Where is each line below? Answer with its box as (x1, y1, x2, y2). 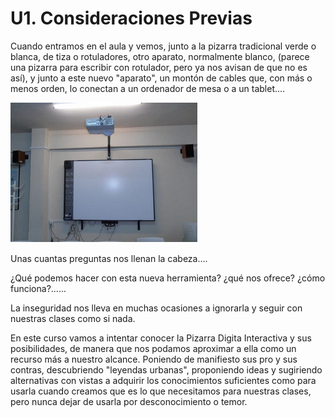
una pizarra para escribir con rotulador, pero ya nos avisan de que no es (10, 61, 308, 73)
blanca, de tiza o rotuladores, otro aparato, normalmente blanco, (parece (10, 50, 310, 62)
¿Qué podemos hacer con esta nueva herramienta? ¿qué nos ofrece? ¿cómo (10, 272, 326, 284)
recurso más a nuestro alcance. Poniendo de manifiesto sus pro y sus (10, 353, 298, 365)
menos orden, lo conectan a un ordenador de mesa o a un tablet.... (10, 82, 286, 94)
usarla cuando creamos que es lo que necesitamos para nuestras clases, (10, 385, 312, 397)
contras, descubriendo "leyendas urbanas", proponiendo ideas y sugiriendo (10, 363, 323, 376)
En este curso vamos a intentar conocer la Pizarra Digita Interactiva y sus (10, 332, 312, 344)
